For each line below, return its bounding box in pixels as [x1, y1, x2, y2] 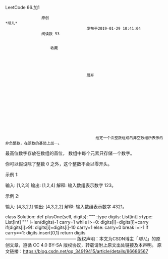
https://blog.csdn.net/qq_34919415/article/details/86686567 [23, 248, 148, 254]
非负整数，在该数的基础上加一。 [5, 141, 62, 146]
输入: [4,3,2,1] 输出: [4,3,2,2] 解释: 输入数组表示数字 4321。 [5, 204, 127, 210]
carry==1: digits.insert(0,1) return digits [5, 230, 86, 235]
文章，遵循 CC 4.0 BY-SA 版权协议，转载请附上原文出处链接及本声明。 [9, 242, 156, 248]
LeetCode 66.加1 [5, 5, 40, 10]
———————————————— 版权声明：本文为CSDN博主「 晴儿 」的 [5, 236, 156, 241]
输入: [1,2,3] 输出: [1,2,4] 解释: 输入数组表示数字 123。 [5, 183, 116, 188]
